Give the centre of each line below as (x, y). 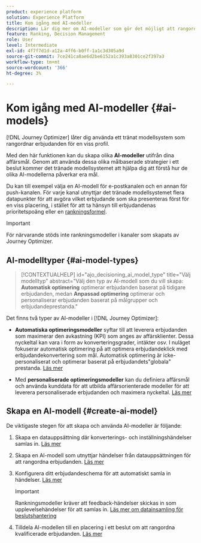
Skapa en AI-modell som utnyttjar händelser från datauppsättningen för (103, 455)
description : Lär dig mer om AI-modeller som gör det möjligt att (91, 28)
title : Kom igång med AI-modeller (49, 23)
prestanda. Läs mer (39, 368)
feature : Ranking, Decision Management (56, 34)
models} (28, 121)
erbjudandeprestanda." (49, 306)
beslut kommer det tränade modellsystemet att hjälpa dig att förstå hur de (97, 168)
